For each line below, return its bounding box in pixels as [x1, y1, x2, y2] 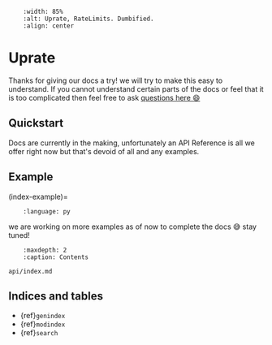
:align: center [23, 22, 75, 30]
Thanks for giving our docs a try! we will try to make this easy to [8, 75, 223, 85]
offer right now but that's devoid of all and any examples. [8, 146, 200, 156]
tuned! [8, 230, 30, 239]
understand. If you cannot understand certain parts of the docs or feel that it [8, 84, 264, 93]
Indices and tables [8, 289, 104, 303]
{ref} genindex [19, 311, 66, 321]
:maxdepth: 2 [23, 246, 67, 254]
